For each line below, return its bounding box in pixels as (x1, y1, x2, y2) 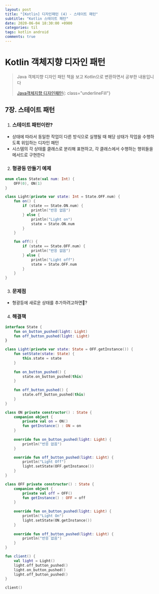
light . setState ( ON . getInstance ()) (22, 518, 92, 523)
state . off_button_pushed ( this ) (22, 392, 86, 397)
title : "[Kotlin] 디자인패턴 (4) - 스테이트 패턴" (5, 12, 98, 17)
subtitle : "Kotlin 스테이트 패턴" (5, 16, 69, 21)
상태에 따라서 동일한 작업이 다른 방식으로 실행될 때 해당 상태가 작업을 (12, 133, 142, 139)
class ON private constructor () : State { (5, 410, 92, 415)
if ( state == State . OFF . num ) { (22, 244, 86, 249)
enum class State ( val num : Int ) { (5, 176, 75, 181)
